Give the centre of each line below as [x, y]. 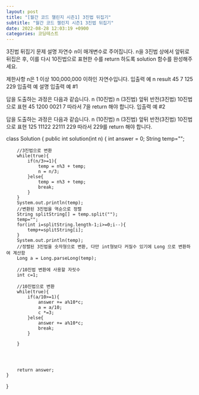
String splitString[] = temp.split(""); [67, 214]
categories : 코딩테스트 [32, 34]
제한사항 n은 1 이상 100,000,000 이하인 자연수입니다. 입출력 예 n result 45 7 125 [99, 79]
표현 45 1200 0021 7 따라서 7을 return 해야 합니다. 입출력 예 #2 [91, 107]
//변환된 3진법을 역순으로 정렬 [49, 209]
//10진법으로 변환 [36, 287]
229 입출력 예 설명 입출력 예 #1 [42, 86]
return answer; [36, 370]
